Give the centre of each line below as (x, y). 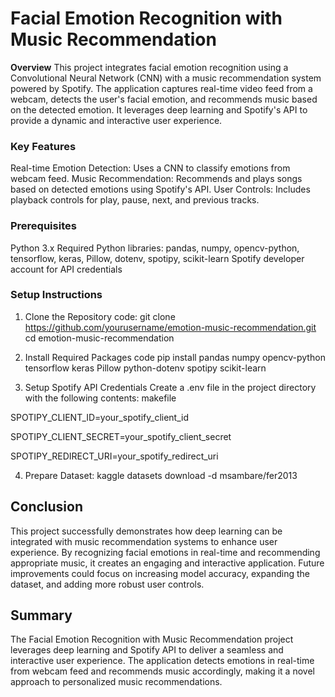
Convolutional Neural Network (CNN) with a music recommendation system (166, 78)
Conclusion (47, 507)
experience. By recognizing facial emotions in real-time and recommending (165, 552)
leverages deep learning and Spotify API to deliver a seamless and (147, 650)
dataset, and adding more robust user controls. (107, 584)
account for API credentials (66, 269)
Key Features (43, 146)
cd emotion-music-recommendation (99, 338)
